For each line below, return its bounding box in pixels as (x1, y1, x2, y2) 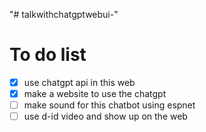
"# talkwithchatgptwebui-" (9, 9, 119, 20)
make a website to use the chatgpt (23, 88, 167, 99)
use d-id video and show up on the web (23, 110, 188, 123)
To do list (9, 44, 87, 66)
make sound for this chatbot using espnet (23, 99, 196, 111)
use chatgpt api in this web (23, 76, 136, 88)
